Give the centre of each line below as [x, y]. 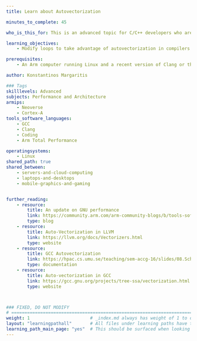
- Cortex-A [30, 113]
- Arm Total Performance [47, 140]
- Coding [27, 135]
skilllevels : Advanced [34, 91]
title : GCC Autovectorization [64, 254]
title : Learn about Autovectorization [53, 11]
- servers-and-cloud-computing [55, 173]
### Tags [17, 86]
